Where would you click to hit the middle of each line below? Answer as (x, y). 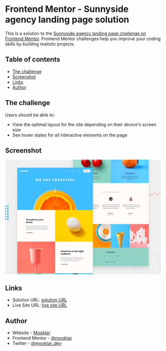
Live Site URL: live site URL (40, 305)
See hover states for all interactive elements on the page (70, 135)
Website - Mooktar (31, 333)
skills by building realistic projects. (40, 44)
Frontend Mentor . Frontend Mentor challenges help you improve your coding (83, 39)
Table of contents (33, 60)
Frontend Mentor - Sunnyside (67, 9)
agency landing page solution (67, 20)
